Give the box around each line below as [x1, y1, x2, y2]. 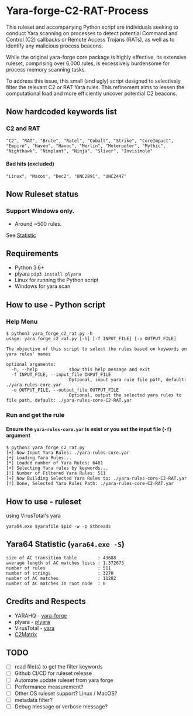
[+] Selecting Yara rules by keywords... [6, 465, 109, 471]
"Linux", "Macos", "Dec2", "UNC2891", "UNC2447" [6, 173, 127, 179]
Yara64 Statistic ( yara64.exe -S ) [6, 539, 125, 549]
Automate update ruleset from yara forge [14, 676, 113, 684]
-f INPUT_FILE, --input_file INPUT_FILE [11, 372, 111, 378]
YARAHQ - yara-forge [14, 612, 67, 619]
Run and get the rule [6, 410, 65, 419]
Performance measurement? [14, 683, 84, 690]
